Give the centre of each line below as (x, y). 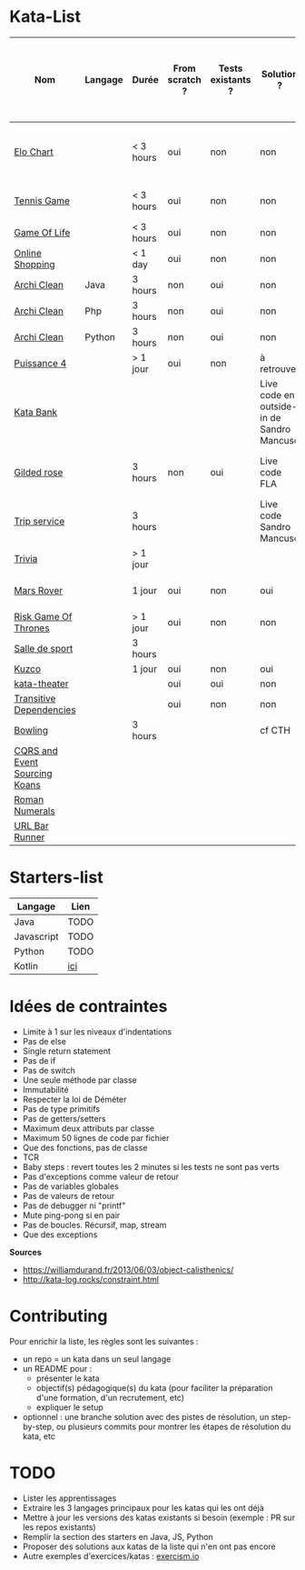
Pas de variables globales (71, 1186)
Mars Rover (39, 590)
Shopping (35, 264)
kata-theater (42, 684)
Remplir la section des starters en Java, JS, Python (118, 1536)
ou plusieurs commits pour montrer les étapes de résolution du (173, 1426)
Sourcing (33, 773)
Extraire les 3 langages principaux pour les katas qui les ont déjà (143, 1507)
